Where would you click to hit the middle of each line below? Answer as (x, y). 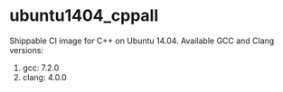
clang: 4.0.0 (45, 77)
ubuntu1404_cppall (84, 16)
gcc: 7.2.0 (41, 68)
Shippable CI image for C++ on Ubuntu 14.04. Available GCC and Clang (142, 41)
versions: (26, 50)
